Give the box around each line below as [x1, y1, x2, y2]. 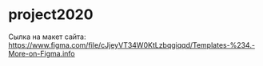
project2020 [8, 6, 94, 24]
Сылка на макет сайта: [8, 32, 86, 41]
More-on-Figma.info [8, 49, 76, 58]
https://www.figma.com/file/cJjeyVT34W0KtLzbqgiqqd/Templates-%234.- [8, 40, 256, 49]
